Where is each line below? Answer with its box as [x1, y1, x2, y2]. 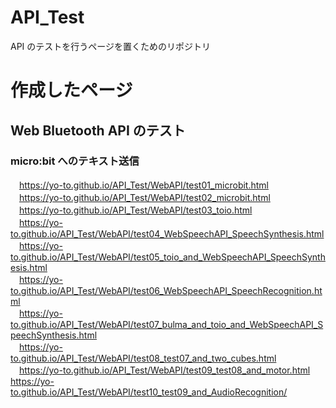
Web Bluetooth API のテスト [10, 122, 186, 139]
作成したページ [10, 79, 133, 102]
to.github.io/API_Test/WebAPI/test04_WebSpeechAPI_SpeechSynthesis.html [10, 227, 325, 240]
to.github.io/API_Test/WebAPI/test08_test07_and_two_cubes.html [10, 352, 277, 364]
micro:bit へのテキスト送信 [10, 154, 140, 168]
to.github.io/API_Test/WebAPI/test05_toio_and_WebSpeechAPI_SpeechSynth [10, 251, 326, 263]
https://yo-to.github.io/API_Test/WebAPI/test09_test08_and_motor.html [19, 364, 311, 376]
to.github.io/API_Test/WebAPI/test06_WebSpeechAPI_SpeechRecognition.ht [10, 284, 323, 296]
